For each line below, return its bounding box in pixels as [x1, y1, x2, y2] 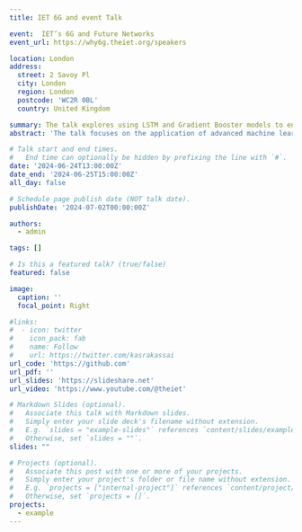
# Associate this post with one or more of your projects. [9, 466, 244, 476]
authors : [9, 219, 42, 228]
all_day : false [9, 178, 67, 187]
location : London [9, 54, 75, 63]
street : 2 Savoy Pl [17, 71, 91, 80]
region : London [17, 87, 75, 96]
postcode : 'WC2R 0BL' [17, 95, 99, 104]
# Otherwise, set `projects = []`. [9, 492, 151, 501]
